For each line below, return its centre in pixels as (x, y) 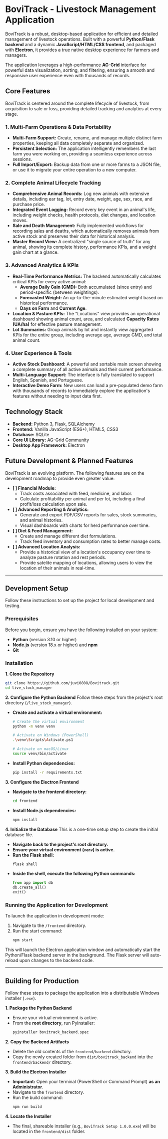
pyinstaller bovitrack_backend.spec (50, 1032)
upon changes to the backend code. (56, 961)
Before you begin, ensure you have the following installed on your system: (81, 630)
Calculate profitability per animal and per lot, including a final (82, 499)
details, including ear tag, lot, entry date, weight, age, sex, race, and (82, 199)
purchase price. (28, 205)
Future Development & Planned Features (69, 461)
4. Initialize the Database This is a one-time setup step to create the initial (82, 829)
